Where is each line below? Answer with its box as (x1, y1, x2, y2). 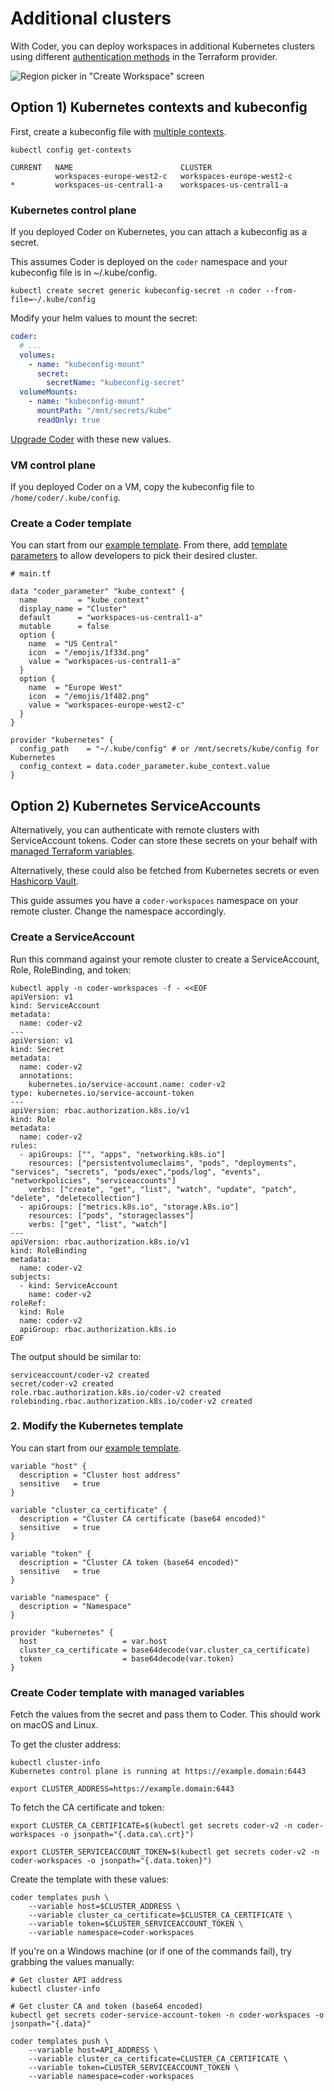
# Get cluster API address (10, 1975, 123, 1986)
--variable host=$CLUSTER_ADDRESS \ (28, 1902, 182, 1912)
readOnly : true (36, 415, 101, 425)
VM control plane (10, 458, 96, 472)
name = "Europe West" (28, 683, 123, 693)
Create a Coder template (10, 517, 132, 531)
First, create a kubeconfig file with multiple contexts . (10, 125, 227, 137)
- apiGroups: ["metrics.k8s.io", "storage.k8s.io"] (19, 1202, 240, 1212)
